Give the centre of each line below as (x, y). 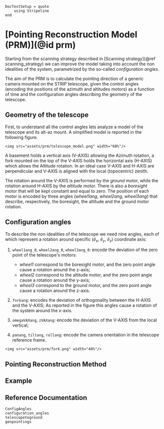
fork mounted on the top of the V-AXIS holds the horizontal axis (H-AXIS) (79, 160)
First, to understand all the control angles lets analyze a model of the (74, 127)
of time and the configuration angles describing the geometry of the (74, 94)
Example (19, 381)
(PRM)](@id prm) (40, 45)
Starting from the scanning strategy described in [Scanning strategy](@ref (80, 58)
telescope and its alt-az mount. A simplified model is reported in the (73, 132)
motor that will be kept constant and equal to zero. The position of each (77, 191)
